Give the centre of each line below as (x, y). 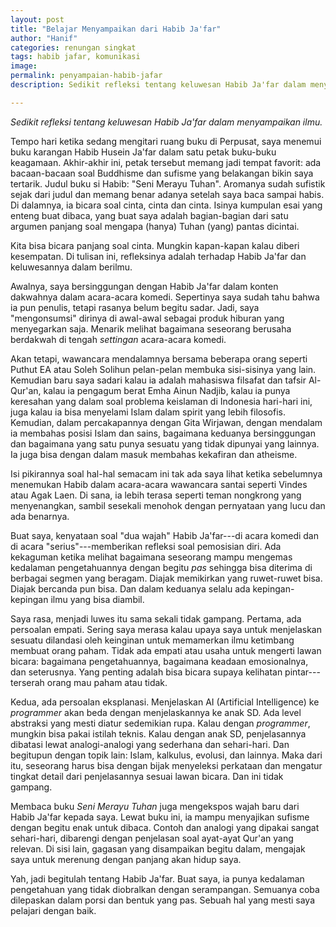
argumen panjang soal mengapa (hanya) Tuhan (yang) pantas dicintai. (155, 226)
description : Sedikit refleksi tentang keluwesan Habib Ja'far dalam (158, 85)
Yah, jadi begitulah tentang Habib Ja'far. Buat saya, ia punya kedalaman (157, 878)
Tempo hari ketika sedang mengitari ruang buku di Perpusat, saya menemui (166, 141)
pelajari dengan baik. (53, 910)
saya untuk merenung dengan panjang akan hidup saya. (126, 859)
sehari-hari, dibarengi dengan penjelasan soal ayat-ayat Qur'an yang (152, 838)
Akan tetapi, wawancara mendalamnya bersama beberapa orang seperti (159, 358)
